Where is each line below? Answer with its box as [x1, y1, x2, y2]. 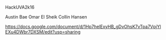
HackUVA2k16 [5, 4, 35, 10]
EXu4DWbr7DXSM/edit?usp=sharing [5, 29, 81, 34]
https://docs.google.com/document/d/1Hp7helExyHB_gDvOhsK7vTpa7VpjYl [5, 23, 161, 29]
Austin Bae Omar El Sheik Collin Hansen [5, 14, 87, 19]
